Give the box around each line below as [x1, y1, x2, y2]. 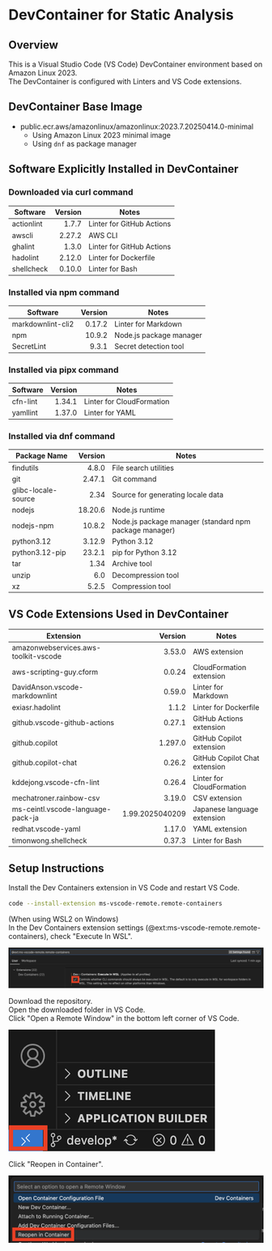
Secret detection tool [114, 342, 185, 352]
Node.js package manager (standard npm [112, 516, 251, 526]
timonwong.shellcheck [11, 835, 87, 845]
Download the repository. [8, 997, 93, 1006]
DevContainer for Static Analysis [8, 6, 234, 24]
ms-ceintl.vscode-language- [11, 805, 112, 814]
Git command [112, 474, 157, 484]
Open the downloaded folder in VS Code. [8, 1005, 146, 1014]
